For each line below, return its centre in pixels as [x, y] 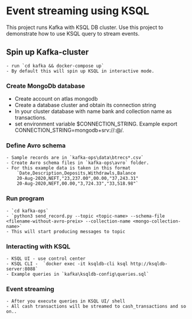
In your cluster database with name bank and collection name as [93, 111]
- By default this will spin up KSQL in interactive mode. [80, 71]
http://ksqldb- [149, 264]
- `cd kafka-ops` [27, 211]
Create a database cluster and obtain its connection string [85, 105]
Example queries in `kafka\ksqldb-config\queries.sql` [80, 274]
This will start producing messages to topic [69, 231]
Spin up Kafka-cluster [48, 52]
